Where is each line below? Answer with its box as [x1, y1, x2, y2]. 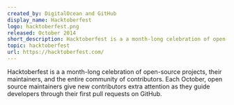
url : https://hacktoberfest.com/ [7, 49, 104, 56]
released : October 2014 [7, 29, 77, 37]
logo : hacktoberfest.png [7, 23, 79, 30]
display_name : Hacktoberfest [7, 17, 92, 23]
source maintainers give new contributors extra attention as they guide [7, 82, 210, 90]
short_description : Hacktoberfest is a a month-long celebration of [7, 36, 210, 43]
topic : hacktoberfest [7, 42, 70, 49]
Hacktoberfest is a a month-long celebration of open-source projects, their [7, 67, 222, 76]
